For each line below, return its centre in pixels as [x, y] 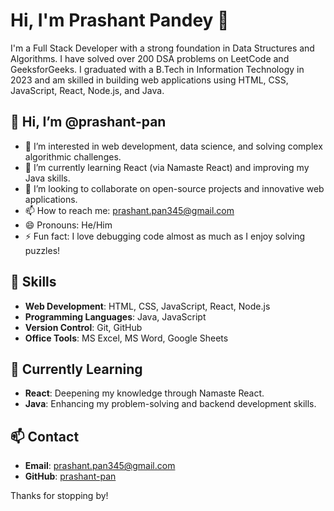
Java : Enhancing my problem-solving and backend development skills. [170, 404]
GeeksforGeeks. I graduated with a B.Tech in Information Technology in [157, 69]
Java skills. [47, 178]
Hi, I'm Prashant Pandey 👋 [120, 20]
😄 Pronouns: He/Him [68, 225]
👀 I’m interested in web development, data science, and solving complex [173, 146]
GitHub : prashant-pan [70, 476]
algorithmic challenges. [73, 156]
